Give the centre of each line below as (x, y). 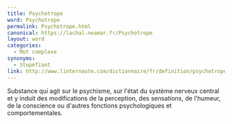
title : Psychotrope (35, 13)
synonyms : (21, 59)
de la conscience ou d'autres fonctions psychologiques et (89, 105)
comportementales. (35, 113)
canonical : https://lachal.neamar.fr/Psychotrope (80, 33)
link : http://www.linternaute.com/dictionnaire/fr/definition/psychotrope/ (118, 71)
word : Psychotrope (33, 20)
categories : (24, 45)
